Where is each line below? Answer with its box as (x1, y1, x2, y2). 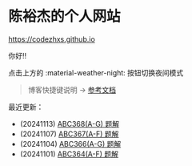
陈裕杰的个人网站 (8, 7, 122, 26)
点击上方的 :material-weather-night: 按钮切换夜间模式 (8, 67, 184, 77)
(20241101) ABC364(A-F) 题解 (19, 149, 118, 159)
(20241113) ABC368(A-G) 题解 (19, 119, 120, 128)
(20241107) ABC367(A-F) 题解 (19, 129, 119, 139)
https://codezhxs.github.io (8, 34, 96, 44)
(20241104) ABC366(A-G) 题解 (19, 139, 122, 148)
